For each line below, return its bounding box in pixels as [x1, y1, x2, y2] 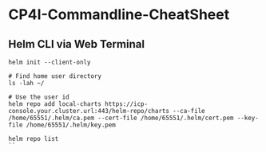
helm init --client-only [8, 58, 91, 66]
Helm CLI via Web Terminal [8, 37, 145, 51]
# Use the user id [8, 93, 69, 101]
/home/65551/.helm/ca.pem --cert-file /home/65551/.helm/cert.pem [8, 114, 234, 122]
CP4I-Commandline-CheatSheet [8, 6, 230, 24]
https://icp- [105, 100, 149, 108]
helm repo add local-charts [8, 100, 102, 108]
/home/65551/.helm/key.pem [26, 121, 116, 129]
